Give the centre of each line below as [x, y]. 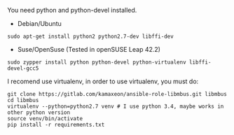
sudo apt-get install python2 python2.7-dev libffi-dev [90, 36]
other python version [39, 113]
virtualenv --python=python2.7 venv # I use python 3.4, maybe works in [116, 106]
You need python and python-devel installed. [72, 10]
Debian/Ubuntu [39, 23]
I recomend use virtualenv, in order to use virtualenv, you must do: [103, 81]
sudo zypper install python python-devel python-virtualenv [97, 62]
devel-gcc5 [23, 69]
